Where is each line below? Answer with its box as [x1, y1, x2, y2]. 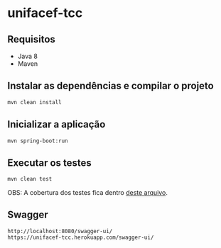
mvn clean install [7, 98, 62, 106]
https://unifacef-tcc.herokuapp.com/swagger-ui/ [7, 234, 154, 241]
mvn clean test [7, 176, 53, 183]
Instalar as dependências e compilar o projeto [7, 80, 215, 92]
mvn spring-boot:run [7, 137, 69, 145]
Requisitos [7, 33, 55, 45]
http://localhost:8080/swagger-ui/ [7, 227, 113, 235]
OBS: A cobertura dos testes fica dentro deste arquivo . [7, 188, 168, 197]
